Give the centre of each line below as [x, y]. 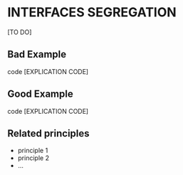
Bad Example [37, 54]
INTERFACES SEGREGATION [92, 12]
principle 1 [33, 151]
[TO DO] [20, 32]
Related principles [49, 133]
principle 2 [33, 158]
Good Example [40, 94]
